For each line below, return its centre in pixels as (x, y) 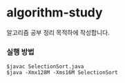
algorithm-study (55, 13)
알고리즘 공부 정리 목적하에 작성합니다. (58, 32)
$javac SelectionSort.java (45, 67)
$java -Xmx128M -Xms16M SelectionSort (62, 73)
